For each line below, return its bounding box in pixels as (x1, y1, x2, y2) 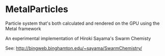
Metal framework (5, 25, 41, 31)
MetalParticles (5, 4, 69, 15)
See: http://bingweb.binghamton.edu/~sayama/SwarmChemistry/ (5, 45, 143, 51)
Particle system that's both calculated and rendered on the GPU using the (5, 20, 160, 26)
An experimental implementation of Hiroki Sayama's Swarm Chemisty (5, 35, 151, 41)
